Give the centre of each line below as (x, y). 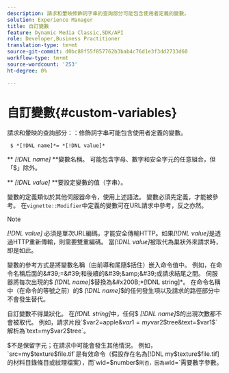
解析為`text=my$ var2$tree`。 (49, 331)
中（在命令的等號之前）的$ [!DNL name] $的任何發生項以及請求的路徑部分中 (113, 291)
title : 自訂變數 (28, 26)
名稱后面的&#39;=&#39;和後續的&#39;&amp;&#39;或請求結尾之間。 (108, 274)
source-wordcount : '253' (42, 64)
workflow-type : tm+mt (38, 58)
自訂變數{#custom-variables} (92, 113)
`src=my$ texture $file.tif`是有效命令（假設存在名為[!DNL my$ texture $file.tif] (113, 354)
